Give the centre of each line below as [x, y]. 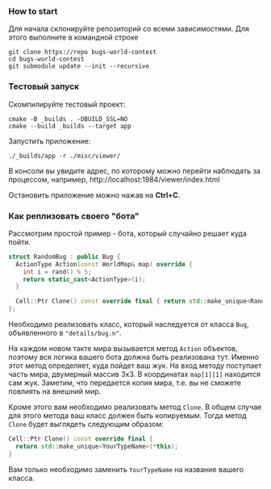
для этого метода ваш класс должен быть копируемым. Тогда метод [128, 416]
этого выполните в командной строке [73, 37]
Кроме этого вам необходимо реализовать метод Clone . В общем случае [135, 407]
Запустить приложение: [50, 141]
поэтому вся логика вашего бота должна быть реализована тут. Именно [134, 357]
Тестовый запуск [44, 86]
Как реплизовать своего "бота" [74, 215]
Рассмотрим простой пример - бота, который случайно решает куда [128, 233]
